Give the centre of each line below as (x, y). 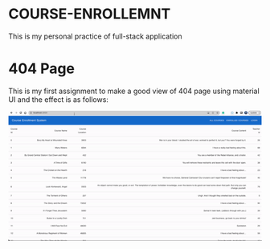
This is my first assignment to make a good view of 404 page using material (134, 91)
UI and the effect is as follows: (58, 99)
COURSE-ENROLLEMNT (90, 14)
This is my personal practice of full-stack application (95, 36)
